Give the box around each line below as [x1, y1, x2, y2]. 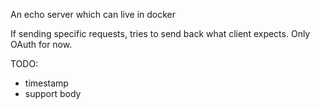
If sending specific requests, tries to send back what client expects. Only [10, 28, 311, 39]
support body [24, 88, 82, 99]
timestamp [24, 77, 69, 89]
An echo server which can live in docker [10, 9, 177, 20]
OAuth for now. [10, 39, 73, 50]
